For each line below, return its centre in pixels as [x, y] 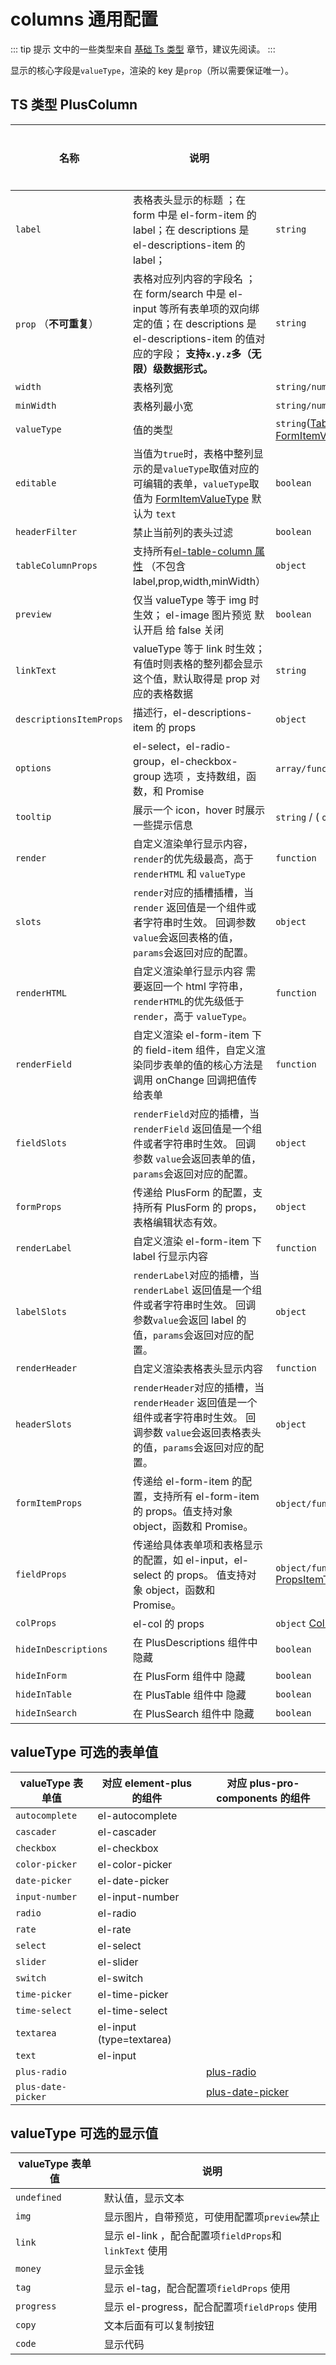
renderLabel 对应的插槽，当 [196, 1275]
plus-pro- [274, 1783]
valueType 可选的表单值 [84, 1752]
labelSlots [41, 1311]
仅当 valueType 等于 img [189, 600]
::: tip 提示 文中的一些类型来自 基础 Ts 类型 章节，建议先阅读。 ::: [143, 49]
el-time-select [132, 2010]
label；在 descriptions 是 [191, 230]
